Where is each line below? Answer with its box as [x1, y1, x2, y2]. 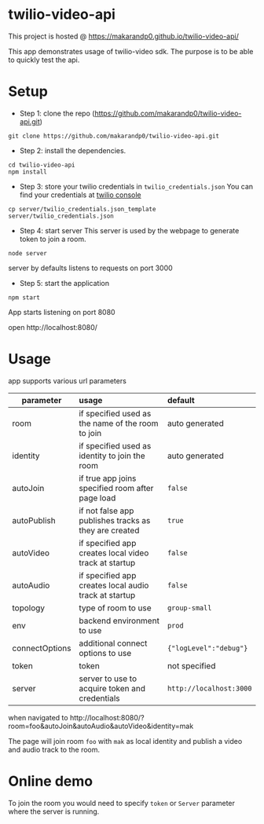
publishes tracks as [78, 515, 151, 526]
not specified [167, 660, 216, 671]
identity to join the [78, 450, 145, 461]
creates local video [78, 548, 149, 558]
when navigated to [8, 712, 68, 722]
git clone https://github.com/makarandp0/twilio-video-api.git [8, 132, 220, 140]
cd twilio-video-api [8, 161, 76, 169]
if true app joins [78, 473, 137, 484]
